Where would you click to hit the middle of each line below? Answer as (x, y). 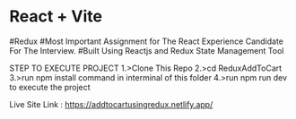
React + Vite (56, 17)
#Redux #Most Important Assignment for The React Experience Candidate (147, 41)
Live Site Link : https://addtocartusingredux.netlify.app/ (111, 104)
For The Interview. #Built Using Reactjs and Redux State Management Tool (147, 50)
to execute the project (50, 87)
